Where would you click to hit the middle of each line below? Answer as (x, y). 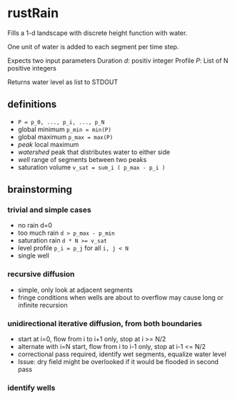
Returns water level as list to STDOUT (63, 82)
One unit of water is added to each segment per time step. (93, 46)
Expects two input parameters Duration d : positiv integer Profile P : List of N (118, 60)
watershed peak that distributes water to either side (94, 152)
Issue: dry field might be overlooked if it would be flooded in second (118, 362)
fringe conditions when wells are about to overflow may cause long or (120, 297)
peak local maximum (48, 144)
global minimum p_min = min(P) (65, 129)
